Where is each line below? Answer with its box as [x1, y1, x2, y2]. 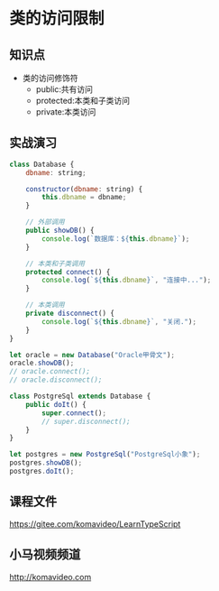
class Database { [9, 160, 75, 169]
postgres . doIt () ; [9, 466, 75, 476]
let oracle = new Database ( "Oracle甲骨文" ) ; [9, 350, 176, 359]
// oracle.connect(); [9, 367, 91, 376]
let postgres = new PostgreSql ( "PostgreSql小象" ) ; [9, 450, 201, 459]
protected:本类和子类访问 [35, 96, 131, 106]
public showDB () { [25, 226, 95, 235]
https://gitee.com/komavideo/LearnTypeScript [9, 518, 181, 529]
